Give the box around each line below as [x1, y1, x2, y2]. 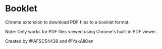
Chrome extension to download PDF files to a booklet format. [5, 19, 130, 25]
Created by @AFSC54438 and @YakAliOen [5, 38, 94, 44]
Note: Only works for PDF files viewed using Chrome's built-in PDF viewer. [5, 28, 157, 34]
